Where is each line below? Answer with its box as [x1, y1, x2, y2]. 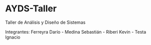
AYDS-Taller [5, 3, 57, 14]
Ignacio [5, 34, 21, 40]
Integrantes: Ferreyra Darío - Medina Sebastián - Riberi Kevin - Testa [5, 29, 147, 35]
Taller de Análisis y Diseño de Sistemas [5, 19, 86, 25]
